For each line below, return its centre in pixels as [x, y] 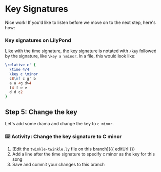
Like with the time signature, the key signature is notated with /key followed [81, 51]
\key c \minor [24, 74]
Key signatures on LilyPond [38, 40]
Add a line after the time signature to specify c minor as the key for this [83, 154]
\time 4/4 [19, 70]
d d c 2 [16, 92]
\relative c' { [20, 65]
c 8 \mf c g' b [23, 78]
